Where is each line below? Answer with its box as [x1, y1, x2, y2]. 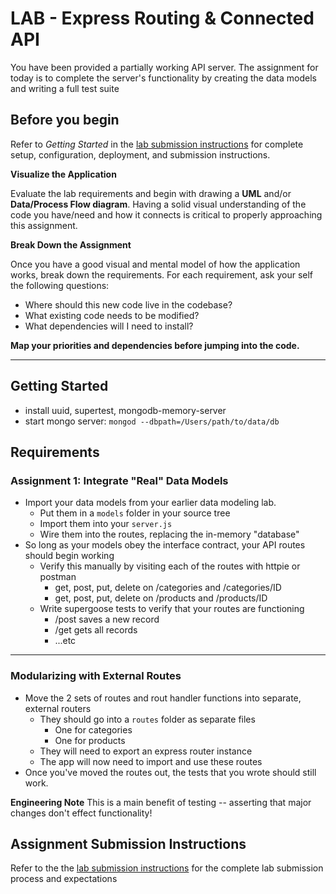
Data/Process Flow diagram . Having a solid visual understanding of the [10, 198, 307, 210]
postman [39, 571, 77, 583]
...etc [54, 635, 77, 647]
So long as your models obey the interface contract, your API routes [24, 539, 306, 551]
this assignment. [10, 219, 78, 231]
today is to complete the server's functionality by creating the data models [10, 72, 317, 84]
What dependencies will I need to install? [24, 320, 194, 332]
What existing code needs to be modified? [24, 309, 200, 321]
